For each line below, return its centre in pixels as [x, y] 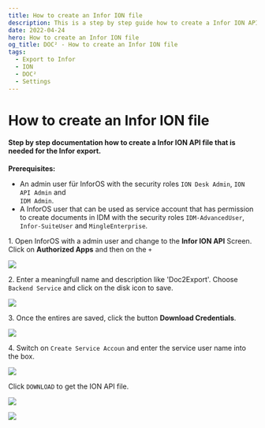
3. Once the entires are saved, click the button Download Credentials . [122, 318]
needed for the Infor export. [54, 151]
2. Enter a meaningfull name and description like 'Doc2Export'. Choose [123, 279]
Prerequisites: [32, 168]
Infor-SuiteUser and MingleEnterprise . [84, 225]
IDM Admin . [37, 200]
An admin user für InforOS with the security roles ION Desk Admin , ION [132, 184]
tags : [17, 52]
